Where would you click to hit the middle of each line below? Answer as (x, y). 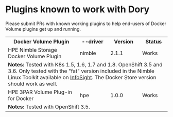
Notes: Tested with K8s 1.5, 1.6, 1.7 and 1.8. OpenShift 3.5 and (85, 64)
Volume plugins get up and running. (43, 29)
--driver (93, 41)
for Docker (21, 98)
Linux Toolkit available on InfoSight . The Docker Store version (82, 77)
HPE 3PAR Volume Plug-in (40, 92)
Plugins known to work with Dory (77, 9)
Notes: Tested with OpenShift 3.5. (49, 107)
